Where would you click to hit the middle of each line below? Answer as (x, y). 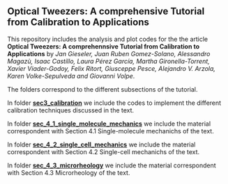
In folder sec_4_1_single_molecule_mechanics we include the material (109, 124)
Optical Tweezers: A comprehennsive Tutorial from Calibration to (104, 46)
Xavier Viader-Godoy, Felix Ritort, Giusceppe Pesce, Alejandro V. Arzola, (112, 68)
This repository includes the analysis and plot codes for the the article (108, 39)
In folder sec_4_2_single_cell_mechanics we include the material (101, 144)
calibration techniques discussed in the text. (71, 110)
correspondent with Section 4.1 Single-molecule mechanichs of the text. (111, 131)
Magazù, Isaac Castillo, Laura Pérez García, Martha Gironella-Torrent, (109, 61)
